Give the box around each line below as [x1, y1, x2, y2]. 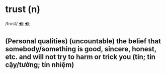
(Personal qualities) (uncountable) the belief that [5, 37, 161, 46]
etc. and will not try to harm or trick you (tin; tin [5, 53, 156, 61]
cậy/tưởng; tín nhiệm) [5, 60, 74, 69]
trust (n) [5, 4, 40, 15]
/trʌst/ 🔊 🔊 [5, 20, 30, 26]
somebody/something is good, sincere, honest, [5, 45, 157, 53]
